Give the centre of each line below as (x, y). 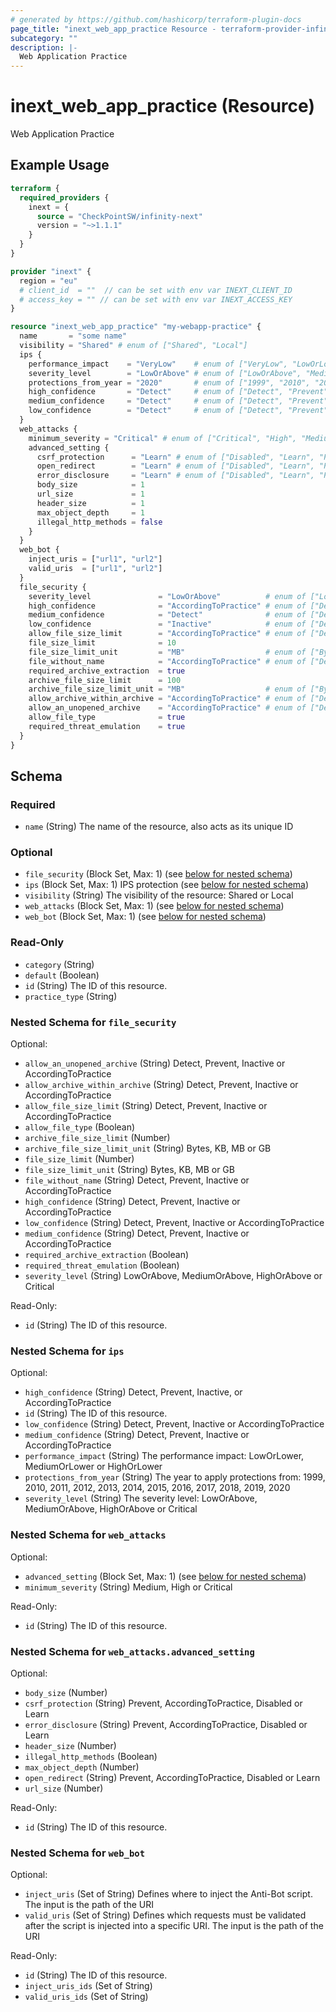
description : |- (44, 47)
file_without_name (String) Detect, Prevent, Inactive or (137, 1180)
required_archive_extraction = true (107, 671)
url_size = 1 (90, 494)
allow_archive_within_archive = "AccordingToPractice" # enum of (167, 699)
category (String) (59, 964)
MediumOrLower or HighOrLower (93, 1467)
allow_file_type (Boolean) (80, 1127)
